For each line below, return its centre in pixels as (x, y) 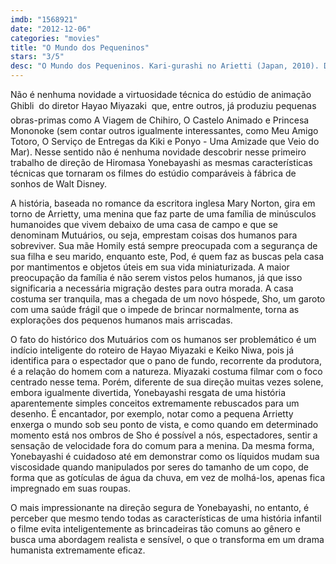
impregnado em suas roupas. (70, 488)
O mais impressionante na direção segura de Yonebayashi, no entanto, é (160, 507)
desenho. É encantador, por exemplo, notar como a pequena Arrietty (152, 414)
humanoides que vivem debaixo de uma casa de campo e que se (144, 224)
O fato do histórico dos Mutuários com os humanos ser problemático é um (163, 339)
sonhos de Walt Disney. (59, 184)
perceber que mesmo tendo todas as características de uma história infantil (166, 518)
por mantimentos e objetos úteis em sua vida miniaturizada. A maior (150, 267)
